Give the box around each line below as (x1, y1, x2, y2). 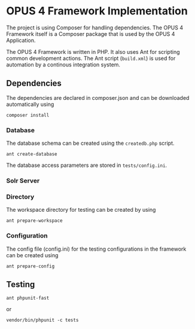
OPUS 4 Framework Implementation (6, 4, 188, 18)
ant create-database (6, 151, 58, 157)
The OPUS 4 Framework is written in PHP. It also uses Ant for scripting (6, 48, 181, 55)
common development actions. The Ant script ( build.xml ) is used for (6, 54, 176, 62)
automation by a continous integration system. (6, 61, 121, 68)
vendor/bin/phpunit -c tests (6, 317, 79, 324)
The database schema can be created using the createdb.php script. (6, 139, 175, 147)
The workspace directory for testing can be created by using (6, 206, 156, 214)
